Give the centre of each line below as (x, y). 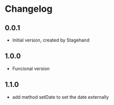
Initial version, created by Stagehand (51, 40)
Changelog (29, 9)
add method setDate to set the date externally (61, 97)
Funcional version (31, 68)
